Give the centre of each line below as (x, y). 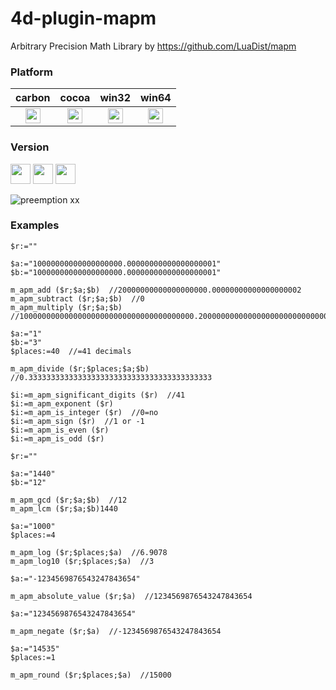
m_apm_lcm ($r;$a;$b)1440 (64, 508)
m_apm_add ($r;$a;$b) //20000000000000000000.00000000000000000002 (156, 290)
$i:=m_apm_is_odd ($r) (57, 438)
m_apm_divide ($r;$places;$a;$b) (80, 368)
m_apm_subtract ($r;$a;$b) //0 (77, 298)
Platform (31, 72)
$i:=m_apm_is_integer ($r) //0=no (84, 412)
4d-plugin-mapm (83, 18)
